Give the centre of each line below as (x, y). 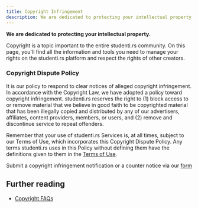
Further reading (35, 184)
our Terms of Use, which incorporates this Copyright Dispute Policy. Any (94, 141)
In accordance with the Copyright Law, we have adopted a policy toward (94, 92)
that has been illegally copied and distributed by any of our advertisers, (93, 111)
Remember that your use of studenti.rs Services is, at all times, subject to (95, 135)
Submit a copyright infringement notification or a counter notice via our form (99, 165)
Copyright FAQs (34, 198)
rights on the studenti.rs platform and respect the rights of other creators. (95, 58)
